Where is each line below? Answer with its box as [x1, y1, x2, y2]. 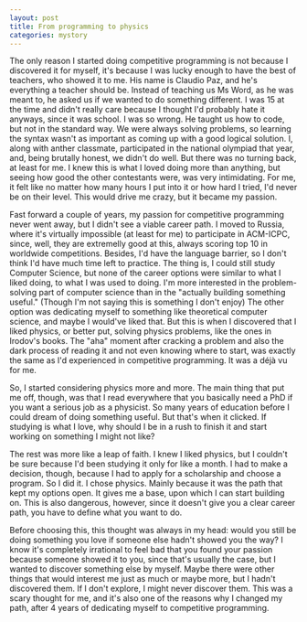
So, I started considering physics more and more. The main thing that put [9, 382, 285, 393]
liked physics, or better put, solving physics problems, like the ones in [9, 326, 272, 337]
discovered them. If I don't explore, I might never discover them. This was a [9, 583, 293, 595]
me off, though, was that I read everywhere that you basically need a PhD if [9, 392, 293, 403]
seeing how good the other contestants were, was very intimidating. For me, [9, 172, 296, 183]
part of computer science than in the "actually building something [38, 287, 286, 298]
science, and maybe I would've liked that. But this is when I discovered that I [9, 316, 297, 327]
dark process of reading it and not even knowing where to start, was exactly [9, 345, 296, 357]
